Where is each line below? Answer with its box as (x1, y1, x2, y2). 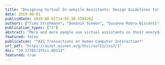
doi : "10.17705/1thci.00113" (5, 48, 65, 53)
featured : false (5, 35, 38, 40)
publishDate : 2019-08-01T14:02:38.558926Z (5, 16, 93, 21)
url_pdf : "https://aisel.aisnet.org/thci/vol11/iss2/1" (5, 43, 122, 48)
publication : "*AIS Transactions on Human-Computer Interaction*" (5, 39, 144, 44)
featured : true (5, 52, 36, 58)
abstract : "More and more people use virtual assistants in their (5, 30, 144, 35)
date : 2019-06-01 (5, 12, 41, 17)
